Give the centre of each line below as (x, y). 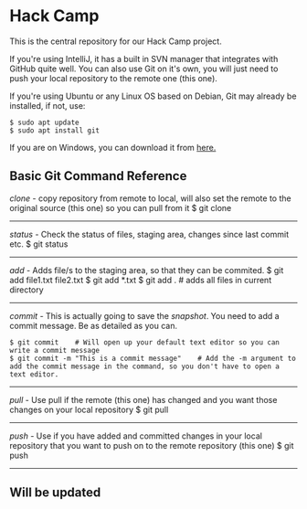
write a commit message (55, 350)
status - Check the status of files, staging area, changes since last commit (149, 234)
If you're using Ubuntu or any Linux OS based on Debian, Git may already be (153, 96)
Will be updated (55, 493)
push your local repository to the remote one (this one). (113, 78)
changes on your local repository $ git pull (89, 409)
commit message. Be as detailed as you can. (94, 325)
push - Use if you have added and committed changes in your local (136, 436)
